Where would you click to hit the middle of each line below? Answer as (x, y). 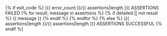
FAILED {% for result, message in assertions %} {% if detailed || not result (82, 13)
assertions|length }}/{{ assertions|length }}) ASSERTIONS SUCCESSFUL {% (84, 23)
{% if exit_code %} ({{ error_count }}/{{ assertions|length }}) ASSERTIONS (82, 8)
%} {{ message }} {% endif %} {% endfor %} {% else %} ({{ (67, 18)
